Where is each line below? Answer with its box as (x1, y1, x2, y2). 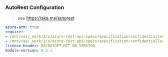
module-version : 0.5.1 (5, 48, 52, 53)
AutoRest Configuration (5, 4, 64, 11)
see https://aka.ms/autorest (17, 15, 75, 21)
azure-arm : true (5, 25, 39, 30)
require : (5, 29, 23, 35)
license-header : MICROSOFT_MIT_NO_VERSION (5, 43, 95, 48)
